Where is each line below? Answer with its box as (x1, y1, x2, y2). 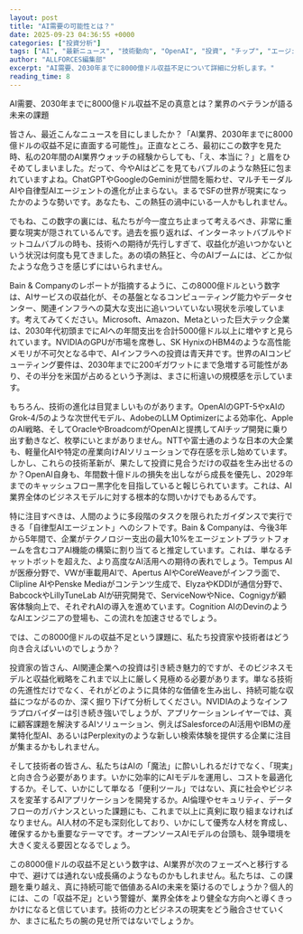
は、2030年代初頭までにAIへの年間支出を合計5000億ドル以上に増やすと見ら (9, 325, 294, 335)
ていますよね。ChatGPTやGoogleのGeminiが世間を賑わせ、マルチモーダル (16, 174, 293, 184)
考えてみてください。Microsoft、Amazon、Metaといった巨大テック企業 (23, 314, 290, 325)
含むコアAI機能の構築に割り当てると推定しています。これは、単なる (32, 544, 285, 555)
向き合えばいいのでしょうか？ (9, 643, 120, 654)
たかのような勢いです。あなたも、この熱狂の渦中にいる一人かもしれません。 (9, 196, 293, 207)
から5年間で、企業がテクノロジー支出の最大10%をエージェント (9, 533, 243, 543)
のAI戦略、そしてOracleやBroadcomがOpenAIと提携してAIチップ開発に (9, 423, 273, 434)
